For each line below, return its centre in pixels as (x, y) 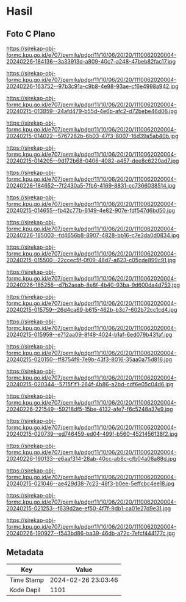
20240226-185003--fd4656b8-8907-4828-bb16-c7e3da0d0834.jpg (93, 235)
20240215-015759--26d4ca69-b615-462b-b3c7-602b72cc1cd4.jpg (92, 310)
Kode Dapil (25, 590)
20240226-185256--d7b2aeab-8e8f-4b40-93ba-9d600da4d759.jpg (93, 285)
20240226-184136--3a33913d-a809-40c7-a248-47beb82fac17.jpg (91, 61)
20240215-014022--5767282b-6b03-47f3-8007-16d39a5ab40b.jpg (92, 136)
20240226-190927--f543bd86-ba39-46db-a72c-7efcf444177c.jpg (91, 533)
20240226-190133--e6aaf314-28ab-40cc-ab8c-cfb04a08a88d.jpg (91, 459)
